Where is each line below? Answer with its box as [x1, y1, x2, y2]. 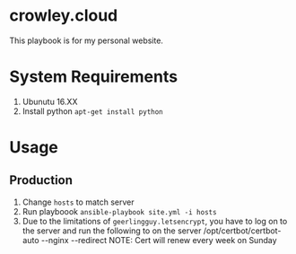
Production [9, 172, 74, 188]
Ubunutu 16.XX [22, 96, 78, 107]
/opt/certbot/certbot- [203, 225, 282, 236]
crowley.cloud [9, 5, 118, 26]
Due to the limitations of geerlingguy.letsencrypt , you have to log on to [22, 215, 288, 226]
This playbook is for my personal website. [9, 35, 164, 46]
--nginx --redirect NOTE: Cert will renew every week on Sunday [40, 234, 277, 245]
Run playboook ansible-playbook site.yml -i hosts [22, 206, 217, 216]
